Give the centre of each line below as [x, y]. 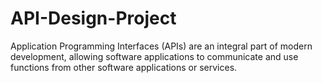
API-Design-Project [93, 18]
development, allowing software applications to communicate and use [154, 56]
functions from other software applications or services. [124, 67]
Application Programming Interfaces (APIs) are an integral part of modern [161, 46]
